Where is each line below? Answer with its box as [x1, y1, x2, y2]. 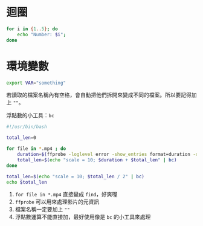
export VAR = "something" [6, 80, 66, 86]
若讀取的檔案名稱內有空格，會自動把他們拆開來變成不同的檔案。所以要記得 [6, 91, 192, 98]
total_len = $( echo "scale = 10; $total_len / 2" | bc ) [6, 173, 145, 179]
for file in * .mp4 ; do [6, 146, 66, 152]
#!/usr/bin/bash [6, 124, 47, 130]
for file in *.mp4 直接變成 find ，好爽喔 [14, 191, 118, 198]
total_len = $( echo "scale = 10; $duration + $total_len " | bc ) [17, 157, 177, 163]
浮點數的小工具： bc [6, 112, 54, 119]
